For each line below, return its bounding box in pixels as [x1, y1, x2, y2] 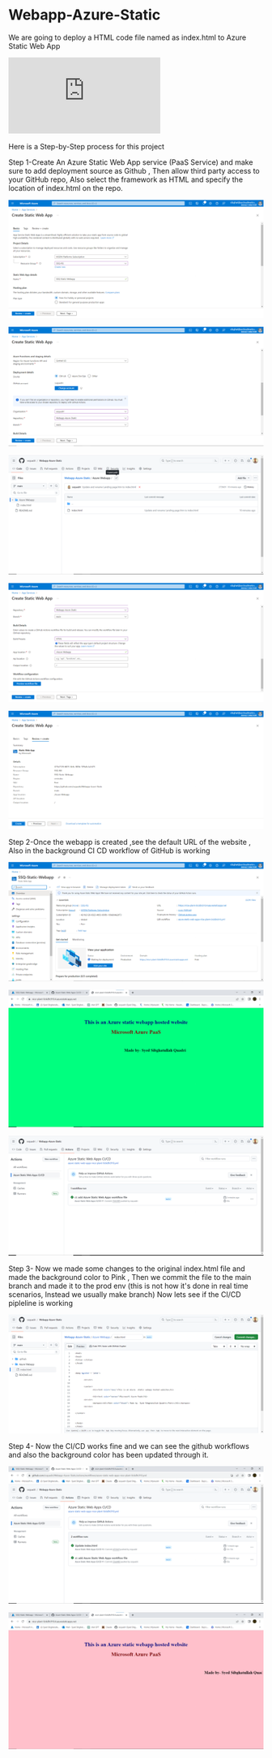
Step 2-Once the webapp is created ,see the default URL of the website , [8, 838, 251, 847]
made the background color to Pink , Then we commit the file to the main [8, 1273, 252, 1282]
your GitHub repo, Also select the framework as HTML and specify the [8, 175, 244, 184]
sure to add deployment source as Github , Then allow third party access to [8, 166, 261, 175]
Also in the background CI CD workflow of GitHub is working [8, 846, 210, 855]
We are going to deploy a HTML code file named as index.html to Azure [8, 32, 247, 42]
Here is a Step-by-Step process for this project [8, 141, 164, 151]
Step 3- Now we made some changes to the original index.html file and [8, 1264, 245, 1273]
